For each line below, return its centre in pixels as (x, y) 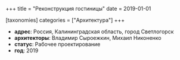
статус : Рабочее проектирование (57, 44)
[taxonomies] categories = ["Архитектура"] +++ (65, 20)
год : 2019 (26, 50)
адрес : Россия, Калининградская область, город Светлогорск (94, 31)
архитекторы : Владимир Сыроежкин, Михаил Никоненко (88, 38)
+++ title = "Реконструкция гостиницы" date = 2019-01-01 (78, 9)
